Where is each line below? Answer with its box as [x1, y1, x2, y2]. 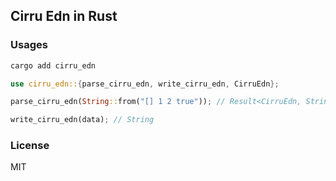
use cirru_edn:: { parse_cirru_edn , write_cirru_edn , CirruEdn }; [10, 79, 280, 89]
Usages [10, 38, 48, 52]
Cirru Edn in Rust [10, 8, 118, 25]
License [10, 139, 50, 153]
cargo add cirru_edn [10, 60, 97, 71]
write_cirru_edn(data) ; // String [10, 115, 155, 125]
